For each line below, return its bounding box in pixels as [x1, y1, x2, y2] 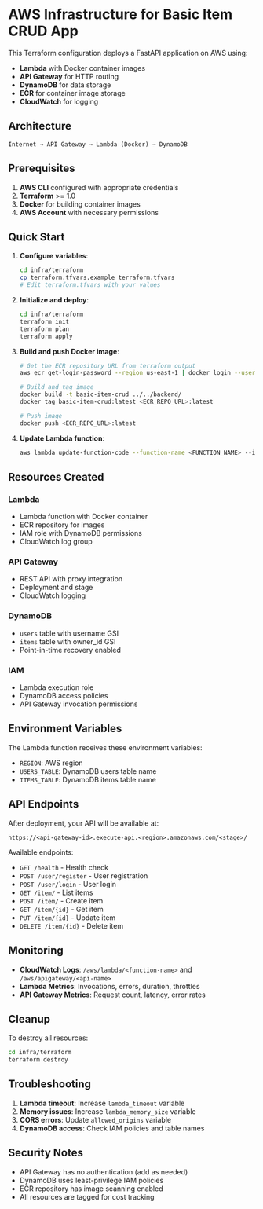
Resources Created [8, 470, 104, 484]
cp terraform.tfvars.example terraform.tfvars [19, 273, 175, 282]
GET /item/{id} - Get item [19, 904, 104, 914]
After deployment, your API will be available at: [8, 819, 159, 828]
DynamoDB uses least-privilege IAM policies [19, 1175, 164, 1185]
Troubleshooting [8, 1078, 92, 1091]
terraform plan [19, 324, 70, 333]
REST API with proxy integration [19, 574, 123, 584]
